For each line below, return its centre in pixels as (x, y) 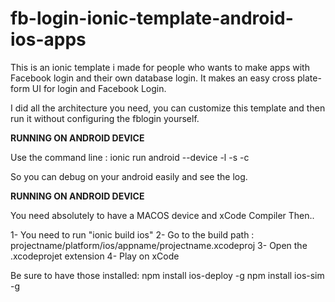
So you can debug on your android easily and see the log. (129, 176)
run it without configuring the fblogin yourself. (105, 118)
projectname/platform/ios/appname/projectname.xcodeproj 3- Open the (159, 245)
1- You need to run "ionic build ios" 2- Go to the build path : (132, 234)
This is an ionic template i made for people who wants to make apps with (160, 67)
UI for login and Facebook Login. (99, 88)
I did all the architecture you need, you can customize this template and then (168, 108)
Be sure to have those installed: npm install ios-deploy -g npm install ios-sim (167, 275)
